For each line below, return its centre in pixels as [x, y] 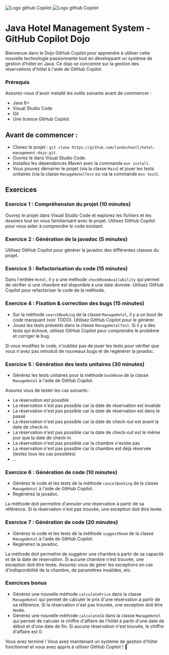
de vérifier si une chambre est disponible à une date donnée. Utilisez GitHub [84, 285]
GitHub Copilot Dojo [48, 39]
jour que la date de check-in [42, 438]
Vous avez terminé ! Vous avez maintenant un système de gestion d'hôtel [81, 641]
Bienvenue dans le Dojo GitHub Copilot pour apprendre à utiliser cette [78, 53]
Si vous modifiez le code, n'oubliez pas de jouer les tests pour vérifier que [82, 346]
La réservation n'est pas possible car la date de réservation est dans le [86, 411]
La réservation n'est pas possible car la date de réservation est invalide [87, 405]
